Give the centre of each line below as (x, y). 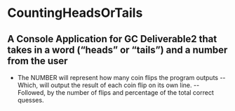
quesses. (31, 100)
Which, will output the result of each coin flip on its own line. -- (108, 85)
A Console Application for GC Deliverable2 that (112, 39)
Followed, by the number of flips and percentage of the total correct (115, 92)
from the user (38, 61)
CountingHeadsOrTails (75, 13)
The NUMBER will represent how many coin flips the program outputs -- (121, 78)
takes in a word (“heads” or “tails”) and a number (117, 50)
